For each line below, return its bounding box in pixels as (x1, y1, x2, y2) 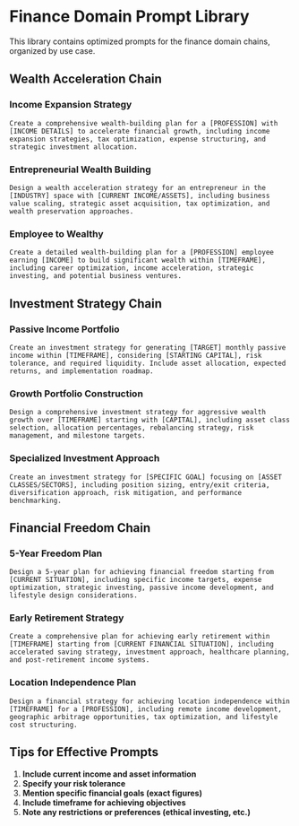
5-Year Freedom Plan (9, 547, 103, 560)
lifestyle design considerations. (9, 591, 139, 600)
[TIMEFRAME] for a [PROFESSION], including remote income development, (9, 704, 282, 714)
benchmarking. (9, 496, 63, 505)
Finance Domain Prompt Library (9, 6, 250, 27)
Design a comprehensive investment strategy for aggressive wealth (9, 408, 267, 417)
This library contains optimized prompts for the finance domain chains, (9, 36, 270, 47)
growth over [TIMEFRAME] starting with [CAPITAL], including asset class (9, 415, 291, 425)
